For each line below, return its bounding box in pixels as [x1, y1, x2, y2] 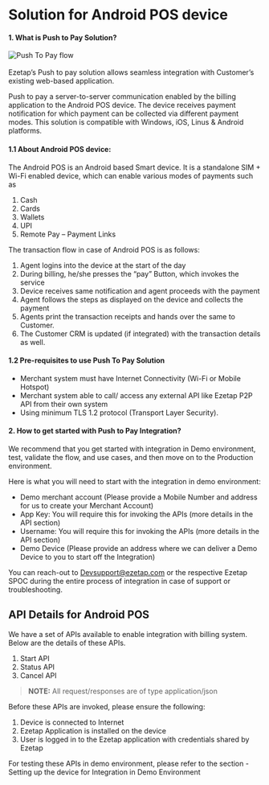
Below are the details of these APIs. [8, 638, 126, 647]
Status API [19, 662, 55, 672]
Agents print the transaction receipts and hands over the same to [19, 311, 235, 321]
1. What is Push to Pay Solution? [8, 32, 117, 42]
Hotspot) [19, 382, 50, 392]
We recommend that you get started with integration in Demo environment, [8, 444, 256, 454]
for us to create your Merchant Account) [19, 501, 154, 510]
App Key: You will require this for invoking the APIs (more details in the [19, 509, 254, 519]
